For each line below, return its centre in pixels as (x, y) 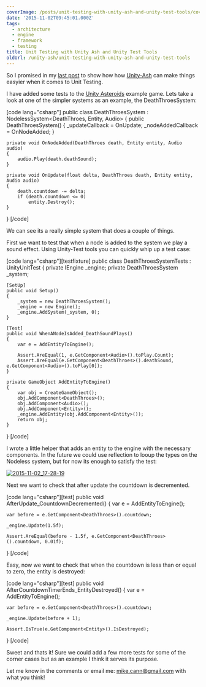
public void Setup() (33, 290)
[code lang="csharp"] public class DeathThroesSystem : (78, 112)
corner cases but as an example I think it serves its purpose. (82, 659)
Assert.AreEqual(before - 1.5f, (48, 536)
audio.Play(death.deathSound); (57, 159)
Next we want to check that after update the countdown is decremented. (98, 485)
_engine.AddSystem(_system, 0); (59, 312)
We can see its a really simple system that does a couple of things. (90, 230)
